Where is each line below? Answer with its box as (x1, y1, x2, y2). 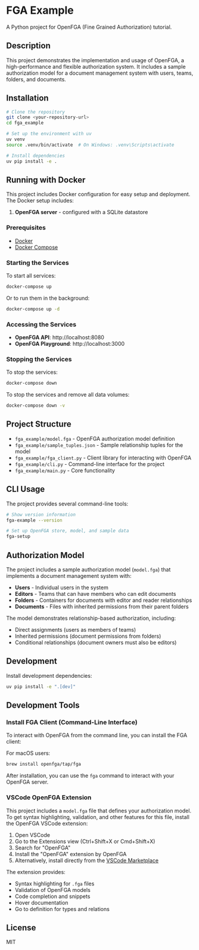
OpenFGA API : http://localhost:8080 (14, 334, 104, 341)
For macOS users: (6, 750, 51, 757)
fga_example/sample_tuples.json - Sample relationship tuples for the (14, 441, 184, 449)
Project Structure (6, 419, 71, 430)
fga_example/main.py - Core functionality (14, 467, 115, 474)
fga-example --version (6, 517, 63, 523)
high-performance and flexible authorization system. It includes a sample (6, 63, 186, 70)
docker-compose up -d (6, 306, 60, 312)
